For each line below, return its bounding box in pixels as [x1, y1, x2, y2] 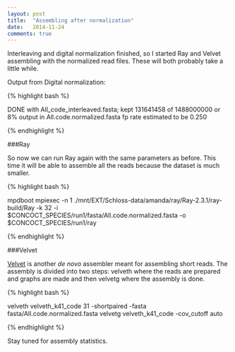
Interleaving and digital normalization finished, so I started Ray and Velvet [7, 49, 221, 58]
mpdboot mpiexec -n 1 [7, 196, 73, 205]
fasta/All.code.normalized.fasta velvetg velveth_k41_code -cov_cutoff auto [7, 310, 224, 318]
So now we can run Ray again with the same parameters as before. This [7, 154, 217, 162]
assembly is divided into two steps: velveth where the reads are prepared [7, 267, 221, 276]
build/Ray [7, 204, 35, 212]
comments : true [7, 30, 52, 37]
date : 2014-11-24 [7, 23, 65, 30]
